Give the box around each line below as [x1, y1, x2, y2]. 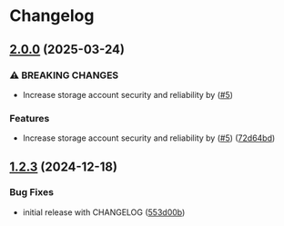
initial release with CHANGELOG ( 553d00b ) [22, 206, 186, 218]
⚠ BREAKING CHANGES [9, 69, 119, 82]
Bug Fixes [9, 186, 55, 199]
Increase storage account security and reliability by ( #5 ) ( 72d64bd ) [22, 133, 276, 143]
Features [9, 112, 50, 124]
